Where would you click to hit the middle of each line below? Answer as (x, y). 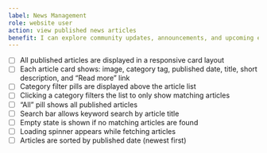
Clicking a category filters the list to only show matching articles (125, 95)
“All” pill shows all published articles (78, 105)
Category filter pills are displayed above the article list (108, 86)
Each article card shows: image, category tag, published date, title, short (139, 69)
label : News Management (48, 15)
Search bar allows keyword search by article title (99, 113)
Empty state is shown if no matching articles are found (109, 122)
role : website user (41, 23)
